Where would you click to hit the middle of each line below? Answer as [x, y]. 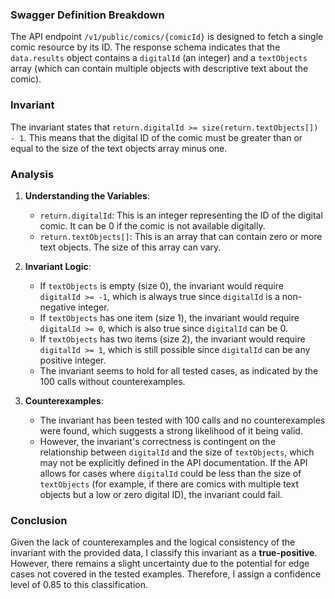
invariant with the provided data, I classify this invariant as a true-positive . [164, 553]
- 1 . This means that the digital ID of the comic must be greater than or [156, 137]
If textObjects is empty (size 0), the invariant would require [161, 285]
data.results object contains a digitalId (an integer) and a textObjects [159, 58]
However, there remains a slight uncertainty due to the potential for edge [160, 564]
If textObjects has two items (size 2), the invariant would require [172, 339]
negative [58, 307]
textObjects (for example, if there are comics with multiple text [169, 484]
